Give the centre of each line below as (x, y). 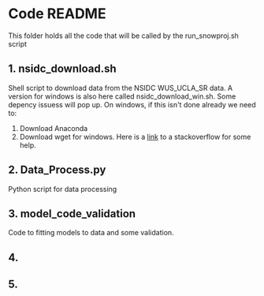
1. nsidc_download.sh (62, 69)
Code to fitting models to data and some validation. (91, 233)
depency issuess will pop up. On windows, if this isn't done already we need (132, 104)
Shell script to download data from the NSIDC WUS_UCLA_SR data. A (121, 88)
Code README (57, 14)
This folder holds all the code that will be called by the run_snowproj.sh (123, 36)
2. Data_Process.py (57, 170)
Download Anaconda (54, 128)
